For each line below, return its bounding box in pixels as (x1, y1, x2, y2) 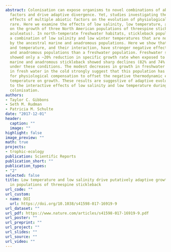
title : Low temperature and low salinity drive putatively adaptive (5, 177, 154, 183)
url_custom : (5, 192, 31, 197)
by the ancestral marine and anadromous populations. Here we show (10, 41, 156, 46)
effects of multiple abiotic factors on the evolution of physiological (10, 17, 167, 22)
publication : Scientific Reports (5, 154, 76, 159)
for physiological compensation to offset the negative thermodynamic (10, 74, 163, 79)
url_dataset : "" (5, 206, 40, 211)
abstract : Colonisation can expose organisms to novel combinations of (5, 7, 160, 13)
